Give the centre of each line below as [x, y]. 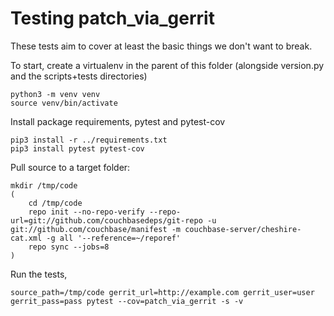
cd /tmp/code [55, 203]
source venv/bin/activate [64, 103]
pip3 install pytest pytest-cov [77, 148]
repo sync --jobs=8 [69, 247]
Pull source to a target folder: [70, 167]
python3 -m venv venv [55, 94]
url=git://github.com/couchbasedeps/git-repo [106, 220]
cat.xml [26, 238]
